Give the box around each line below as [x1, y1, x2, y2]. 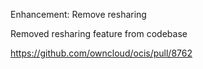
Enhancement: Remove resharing [10, 9, 147, 20]
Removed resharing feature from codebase [10, 28, 188, 39]
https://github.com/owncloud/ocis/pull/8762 [10, 47, 193, 59]
